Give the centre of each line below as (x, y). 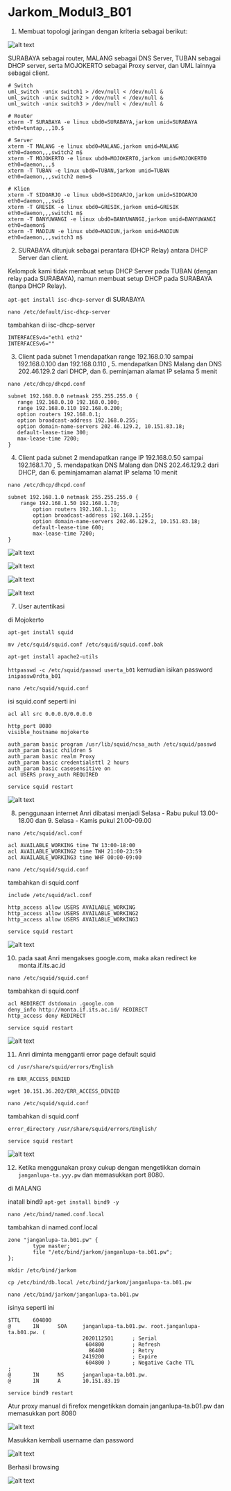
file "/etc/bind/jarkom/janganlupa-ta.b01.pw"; (103, 1252)
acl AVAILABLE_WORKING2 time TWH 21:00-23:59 (75, 851)
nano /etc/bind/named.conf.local (56, 1214)
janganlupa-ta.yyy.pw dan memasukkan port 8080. (91, 1175)
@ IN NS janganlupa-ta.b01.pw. (78, 1374)
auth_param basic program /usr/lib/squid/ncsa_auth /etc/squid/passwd (112, 744)
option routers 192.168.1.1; (75, 509)
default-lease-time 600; (69, 527)
